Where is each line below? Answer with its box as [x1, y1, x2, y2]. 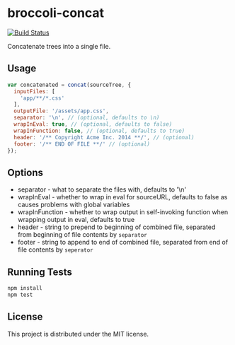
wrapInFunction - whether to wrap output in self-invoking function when [17, 208, 229, 216]
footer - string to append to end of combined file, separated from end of [17, 238, 229, 247]
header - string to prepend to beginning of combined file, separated [17, 223, 216, 231]
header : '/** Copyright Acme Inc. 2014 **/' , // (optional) [13, 134, 195, 141]
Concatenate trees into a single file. [7, 42, 111, 50]
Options [7, 166, 44, 178]
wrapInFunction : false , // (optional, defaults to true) [13, 127, 185, 134]
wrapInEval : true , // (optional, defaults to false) [13, 121, 173, 128]
